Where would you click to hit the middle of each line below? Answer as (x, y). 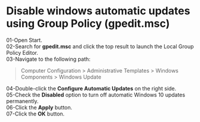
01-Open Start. (24, 40)
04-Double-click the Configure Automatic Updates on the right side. (91, 88)
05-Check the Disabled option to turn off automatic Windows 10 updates (96, 95)
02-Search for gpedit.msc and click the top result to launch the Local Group (100, 46)
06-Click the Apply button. (39, 107)
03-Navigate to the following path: (48, 59)
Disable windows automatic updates (98, 11)
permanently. (22, 101)
